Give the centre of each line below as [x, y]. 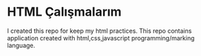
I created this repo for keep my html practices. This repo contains [99, 31]
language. [21, 45]
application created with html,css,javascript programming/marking [101, 38]
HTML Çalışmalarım [64, 12]
